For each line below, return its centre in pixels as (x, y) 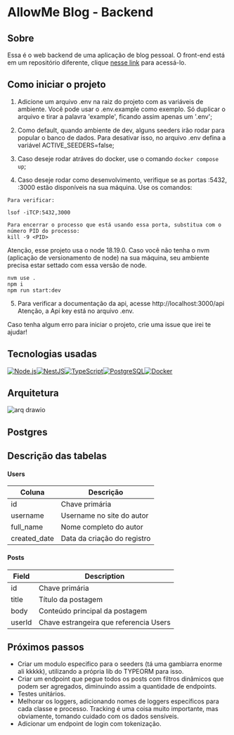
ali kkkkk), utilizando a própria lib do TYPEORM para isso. (100, 672)
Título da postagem (71, 599)
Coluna (32, 492)
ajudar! (18, 332)
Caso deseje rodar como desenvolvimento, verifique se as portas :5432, (122, 179)
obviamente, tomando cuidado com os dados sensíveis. (98, 716)
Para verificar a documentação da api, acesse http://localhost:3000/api (121, 303)
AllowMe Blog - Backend (80, 12)
